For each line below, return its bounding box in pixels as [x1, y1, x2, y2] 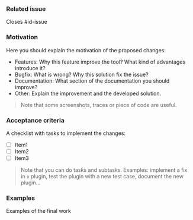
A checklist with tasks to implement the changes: [6, 130, 126, 137]
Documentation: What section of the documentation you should [14, 77, 170, 84]
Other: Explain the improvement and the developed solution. [14, 90, 162, 97]
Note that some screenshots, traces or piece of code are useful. [20, 101, 177, 108]
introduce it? [14, 64, 46, 71]
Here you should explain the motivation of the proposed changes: [6, 46, 166, 54]
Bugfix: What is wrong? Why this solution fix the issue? [14, 71, 149, 78]
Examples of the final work [6, 208, 71, 215]
